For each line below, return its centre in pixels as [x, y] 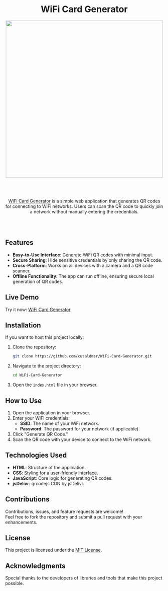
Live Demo [22, 297]
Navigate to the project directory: [47, 366]
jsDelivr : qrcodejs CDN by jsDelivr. [48, 483]
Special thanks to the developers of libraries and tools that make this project [84, 578]
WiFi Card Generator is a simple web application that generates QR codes [84, 201]
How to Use [24, 400]
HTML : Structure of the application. [49, 467]
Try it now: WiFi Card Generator [38, 309]
